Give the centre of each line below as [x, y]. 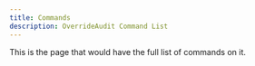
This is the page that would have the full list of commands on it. [128, 52]
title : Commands [40, 18]
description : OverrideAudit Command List [89, 26]
